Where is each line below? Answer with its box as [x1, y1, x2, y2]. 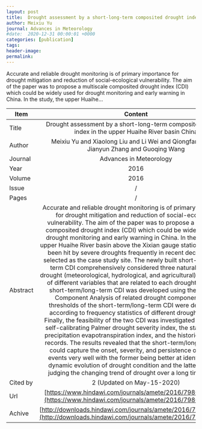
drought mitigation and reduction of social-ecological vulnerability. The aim [6, 76, 192, 84]
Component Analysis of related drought [55, 293, 167, 302]
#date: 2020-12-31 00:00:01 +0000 [6, 31, 96, 37]
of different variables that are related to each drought [47, 278, 197, 287]
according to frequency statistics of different [49, 308, 176, 317]
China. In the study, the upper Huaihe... [6, 96, 103, 103]
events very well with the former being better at [47, 353, 182, 362]
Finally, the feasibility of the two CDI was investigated [44, 316, 195, 324]
